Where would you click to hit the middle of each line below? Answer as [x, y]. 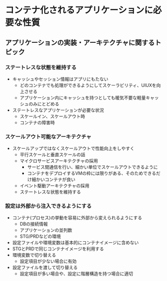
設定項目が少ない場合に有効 [48, 261]
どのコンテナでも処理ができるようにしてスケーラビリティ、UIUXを [88, 85]
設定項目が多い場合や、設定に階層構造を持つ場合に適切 [76, 274]
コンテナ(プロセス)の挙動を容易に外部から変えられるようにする [77, 218]
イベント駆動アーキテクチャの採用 [54, 186]
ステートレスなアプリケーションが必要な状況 [58, 110]
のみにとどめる [44, 104]
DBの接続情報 [34, 224]
